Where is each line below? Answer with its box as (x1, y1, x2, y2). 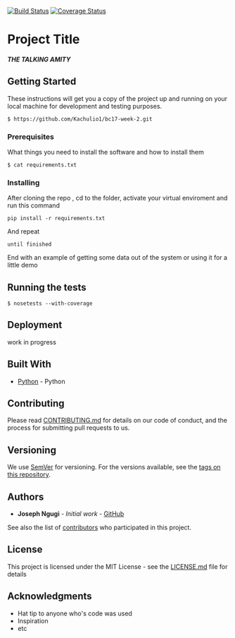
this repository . (7, 470, 51, 479)
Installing (7, 177, 40, 187)
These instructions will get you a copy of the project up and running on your (7, 94, 227, 102)
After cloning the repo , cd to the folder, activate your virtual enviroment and (7, 194, 228, 203)
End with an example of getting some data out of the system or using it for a (7, 253, 227, 262)
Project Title (7, 32, 80, 47)
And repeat (7, 227, 40, 236)
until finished (7, 241, 52, 248)
